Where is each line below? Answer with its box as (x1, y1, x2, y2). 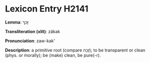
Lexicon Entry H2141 (5, 3, 89, 14)
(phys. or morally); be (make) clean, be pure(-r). (5, 52, 101, 58)
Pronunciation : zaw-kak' (5, 38, 55, 44)
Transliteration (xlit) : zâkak (5, 28, 61, 34)
